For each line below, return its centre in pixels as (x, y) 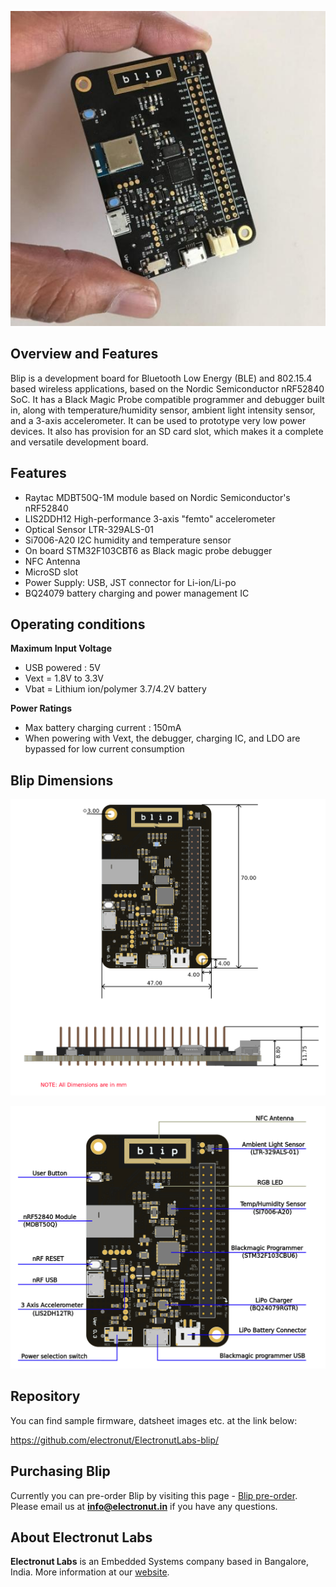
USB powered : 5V (63, 668)
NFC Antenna (52, 561)
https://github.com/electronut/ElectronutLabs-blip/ (115, 1440)
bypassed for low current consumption (104, 749)
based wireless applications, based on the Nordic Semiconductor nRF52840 (167, 388)
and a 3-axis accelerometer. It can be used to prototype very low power (158, 420)
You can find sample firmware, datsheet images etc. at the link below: (154, 1420)
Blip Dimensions (62, 780)
